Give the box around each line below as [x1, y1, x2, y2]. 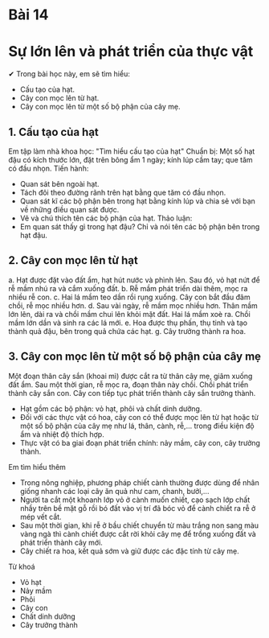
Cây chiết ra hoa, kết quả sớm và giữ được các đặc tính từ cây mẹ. [19, 545, 239, 556]
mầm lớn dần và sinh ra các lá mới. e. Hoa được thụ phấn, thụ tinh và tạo [8, 318, 247, 327]
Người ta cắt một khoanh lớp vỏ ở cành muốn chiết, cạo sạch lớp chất [19, 495, 251, 504]
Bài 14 [8, 6, 50, 24]
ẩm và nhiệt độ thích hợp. [19, 429, 104, 439]
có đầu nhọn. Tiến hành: [8, 163, 89, 173]
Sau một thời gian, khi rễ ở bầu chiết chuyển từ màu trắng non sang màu [19, 521, 259, 530]
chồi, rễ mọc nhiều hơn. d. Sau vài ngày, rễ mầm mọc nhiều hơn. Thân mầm [8, 300, 259, 311]
